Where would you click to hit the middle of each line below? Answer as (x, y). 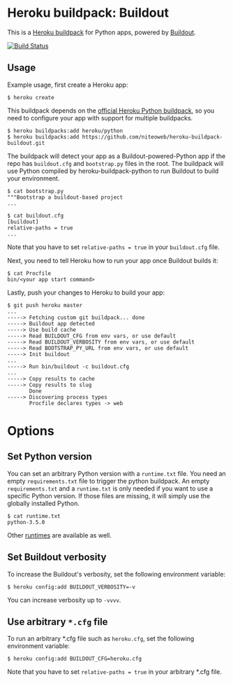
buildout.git (26, 143)
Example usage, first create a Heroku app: (68, 85)
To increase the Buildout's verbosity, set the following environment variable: (116, 574)
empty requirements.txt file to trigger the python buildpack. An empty (108, 481)
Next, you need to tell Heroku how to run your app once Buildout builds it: (113, 260)
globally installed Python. (44, 503)
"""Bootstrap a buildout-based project (65, 197)
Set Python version (50, 457)
